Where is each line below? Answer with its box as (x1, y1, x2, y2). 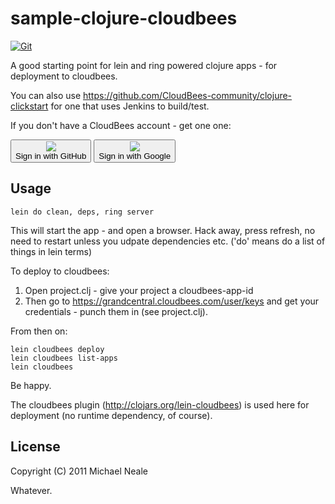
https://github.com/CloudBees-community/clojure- (83, 89, 293, 101)
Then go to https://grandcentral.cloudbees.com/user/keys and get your (24, 295, 320, 307)
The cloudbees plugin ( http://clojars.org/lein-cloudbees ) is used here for (10, 398, 310, 411)
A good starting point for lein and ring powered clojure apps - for (10, 59, 278, 71)
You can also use (10, 89, 82, 101)
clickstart (10, 100, 49, 112)
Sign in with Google (98, 150, 172, 161)
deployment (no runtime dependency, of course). (10, 409, 213, 421)
